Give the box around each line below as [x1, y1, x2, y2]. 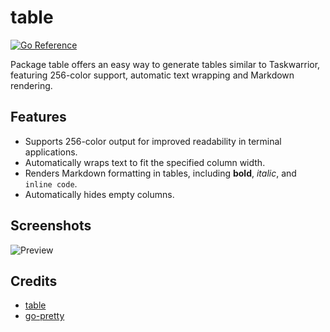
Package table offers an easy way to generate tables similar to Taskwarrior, [10, 58, 321, 70]
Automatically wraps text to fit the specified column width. [24, 156, 266, 168]
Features [10, 109, 67, 126]
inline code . [24, 177, 78, 190]
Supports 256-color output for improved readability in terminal [24, 135, 282, 147]
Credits [10, 272, 58, 290]
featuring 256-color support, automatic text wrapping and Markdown [10, 69, 295, 81]
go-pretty [24, 310, 65, 322]
